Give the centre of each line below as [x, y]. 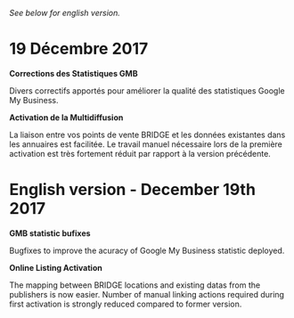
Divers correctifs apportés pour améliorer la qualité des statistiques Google [147, 90]
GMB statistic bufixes [50, 233]
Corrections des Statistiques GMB [73, 73]
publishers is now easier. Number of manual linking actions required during [147, 294]
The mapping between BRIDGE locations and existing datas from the [135, 285]
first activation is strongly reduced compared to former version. [126, 304]
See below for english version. [65, 13]
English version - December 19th [133, 190]
